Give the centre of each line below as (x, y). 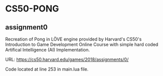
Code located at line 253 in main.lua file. (47, 69)
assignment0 (26, 27)
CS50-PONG (32, 9)
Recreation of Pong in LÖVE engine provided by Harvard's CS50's (73, 39)
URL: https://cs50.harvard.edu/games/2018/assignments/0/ (67, 59)
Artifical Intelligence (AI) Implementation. (48, 50)
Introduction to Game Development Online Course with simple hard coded (82, 44)
